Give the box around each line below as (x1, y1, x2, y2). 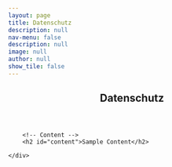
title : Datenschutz (8, 19, 72, 27)
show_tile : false (8, 63, 65, 71)
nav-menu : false (8, 33, 61, 42)
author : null (8, 56, 51, 64)
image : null (8, 48, 47, 56)
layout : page (8, 11, 51, 20)
